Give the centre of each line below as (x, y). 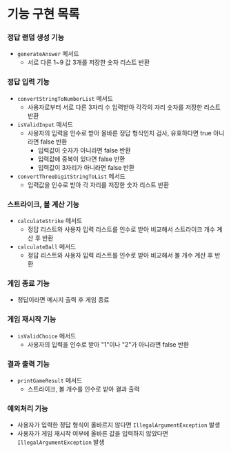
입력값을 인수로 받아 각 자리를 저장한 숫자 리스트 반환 (98, 184)
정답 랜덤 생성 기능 (36, 37)
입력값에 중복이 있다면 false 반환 (81, 159)
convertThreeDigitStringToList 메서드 (71, 176)
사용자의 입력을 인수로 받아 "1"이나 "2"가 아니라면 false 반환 (108, 344)
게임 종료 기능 (29, 283)
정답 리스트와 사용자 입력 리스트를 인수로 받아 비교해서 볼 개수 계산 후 (120, 256)
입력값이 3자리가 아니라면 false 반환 (86, 167)
